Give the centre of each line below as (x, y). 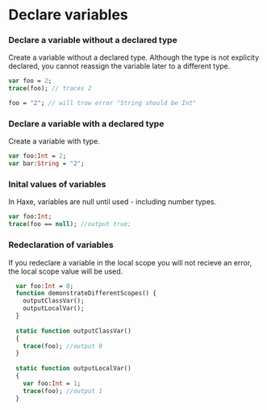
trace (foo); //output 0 (63, 346)
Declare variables (68, 15)
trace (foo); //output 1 (63, 391)
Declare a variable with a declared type (86, 124)
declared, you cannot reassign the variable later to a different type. (119, 66)
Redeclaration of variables (61, 245)
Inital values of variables (57, 185)
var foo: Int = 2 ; (38, 156)
